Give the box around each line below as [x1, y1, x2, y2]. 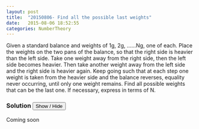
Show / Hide [35, 103, 63, 110]
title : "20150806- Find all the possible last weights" [6, 14, 152, 20]
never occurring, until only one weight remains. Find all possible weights [6, 80, 185, 88]
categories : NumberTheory [6, 25, 71, 32]
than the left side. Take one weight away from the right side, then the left [6, 55, 186, 62]
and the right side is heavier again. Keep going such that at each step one [6, 67, 189, 75]
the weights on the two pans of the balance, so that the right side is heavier [6, 49, 194, 56]
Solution [6, 101, 32, 110]
